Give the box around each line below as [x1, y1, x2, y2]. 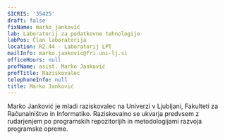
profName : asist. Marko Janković [7, 63, 106, 70]
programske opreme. [7, 124, 68, 133]
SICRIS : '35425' [7, 10, 55, 18]
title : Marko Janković [7, 83, 74, 90]
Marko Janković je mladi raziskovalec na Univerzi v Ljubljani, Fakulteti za [7, 102, 219, 110]
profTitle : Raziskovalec [7, 69, 80, 76]
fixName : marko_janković [7, 23, 80, 30]
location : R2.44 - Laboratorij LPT [7, 43, 112, 50]
